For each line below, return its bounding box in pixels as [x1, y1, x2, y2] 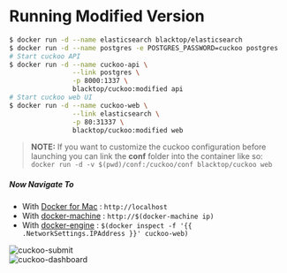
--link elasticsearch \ [72, 109, 161, 118]
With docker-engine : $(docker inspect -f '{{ [21, 220, 193, 231]
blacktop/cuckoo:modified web [72, 125, 184, 134]
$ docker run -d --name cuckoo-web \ [9, 101, 148, 110]
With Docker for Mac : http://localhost [21, 201, 168, 212]
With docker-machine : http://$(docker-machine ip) [21, 210, 215, 222]
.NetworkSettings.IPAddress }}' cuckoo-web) [21, 230, 189, 239]
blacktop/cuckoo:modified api [72, 85, 184, 94]
